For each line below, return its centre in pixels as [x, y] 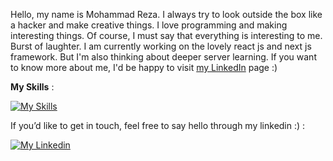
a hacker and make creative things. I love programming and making [149, 25]
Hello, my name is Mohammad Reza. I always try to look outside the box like [166, 14]
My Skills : [32, 87]
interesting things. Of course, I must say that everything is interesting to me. [166, 35]
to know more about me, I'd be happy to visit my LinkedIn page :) [144, 67]
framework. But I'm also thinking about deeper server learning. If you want [163, 57]
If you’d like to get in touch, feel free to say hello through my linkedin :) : [158, 125]
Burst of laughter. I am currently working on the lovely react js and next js [161, 46]
